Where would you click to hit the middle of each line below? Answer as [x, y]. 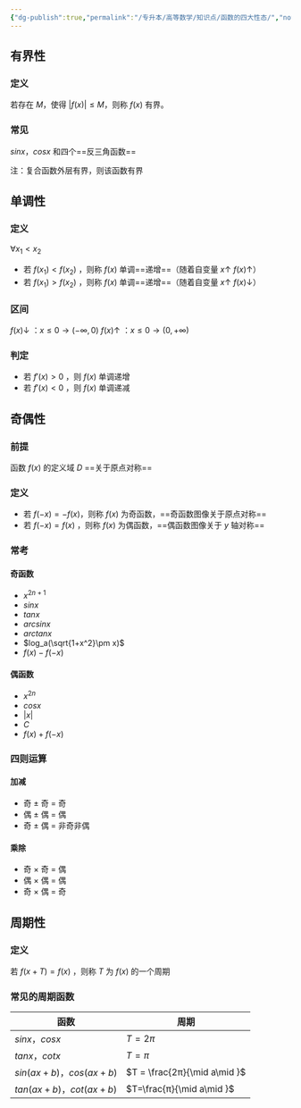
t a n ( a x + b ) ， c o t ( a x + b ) [66, 1089]
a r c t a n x [38, 634]
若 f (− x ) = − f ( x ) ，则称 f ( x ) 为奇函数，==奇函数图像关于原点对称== [145, 514]
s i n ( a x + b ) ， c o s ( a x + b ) [66, 1073]
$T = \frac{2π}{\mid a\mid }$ [186, 1072]
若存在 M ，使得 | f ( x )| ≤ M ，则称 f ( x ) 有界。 [89, 105]
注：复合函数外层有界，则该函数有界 [77, 170]
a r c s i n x [37, 624]
